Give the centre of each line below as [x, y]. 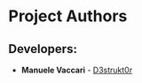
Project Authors [68, 16]
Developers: [43, 49]
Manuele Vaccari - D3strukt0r [77, 70]
